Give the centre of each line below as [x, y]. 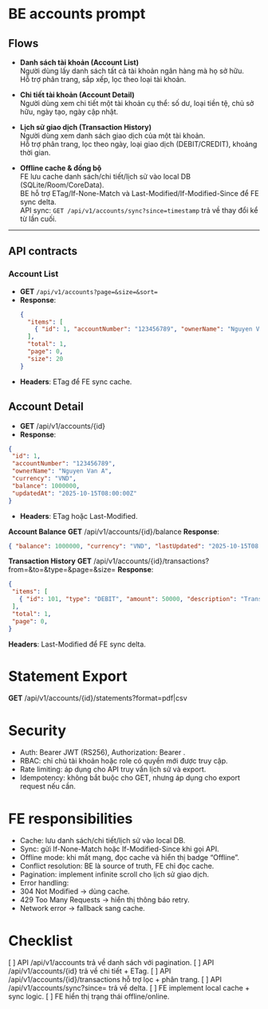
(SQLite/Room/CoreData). [62, 185]
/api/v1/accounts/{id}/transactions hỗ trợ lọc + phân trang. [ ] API [115, 980]
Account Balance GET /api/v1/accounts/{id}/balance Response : [114, 532]
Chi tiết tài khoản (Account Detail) [77, 95]
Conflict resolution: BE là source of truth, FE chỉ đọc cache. [117, 866]
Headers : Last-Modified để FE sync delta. [77, 644]
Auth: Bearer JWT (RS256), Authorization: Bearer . [102, 752]
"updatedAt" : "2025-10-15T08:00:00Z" [74, 493]
